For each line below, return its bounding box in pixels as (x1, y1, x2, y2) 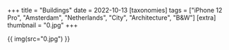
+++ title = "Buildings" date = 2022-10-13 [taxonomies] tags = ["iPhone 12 (7, 6, 223, 14)
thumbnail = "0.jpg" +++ (7, 21, 78, 29)
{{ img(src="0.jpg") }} (7, 35, 70, 43)
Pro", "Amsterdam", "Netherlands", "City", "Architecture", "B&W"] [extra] (7, 13, 216, 22)
